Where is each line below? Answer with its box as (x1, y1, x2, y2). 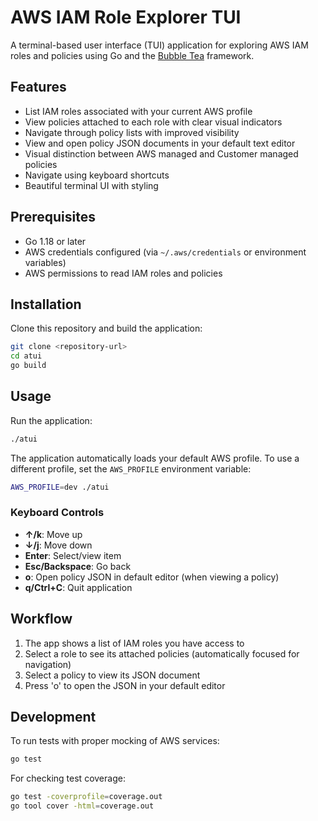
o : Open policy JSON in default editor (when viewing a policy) (24, 571, 280, 583)
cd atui (10, 351, 43, 361)
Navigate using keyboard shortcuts (24, 169, 170, 181)
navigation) (24, 658, 72, 670)
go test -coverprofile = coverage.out (10, 792, 163, 802)
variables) (24, 256, 67, 268)
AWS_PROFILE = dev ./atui (10, 482, 110, 492)
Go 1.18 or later (24, 235, 87, 247)
